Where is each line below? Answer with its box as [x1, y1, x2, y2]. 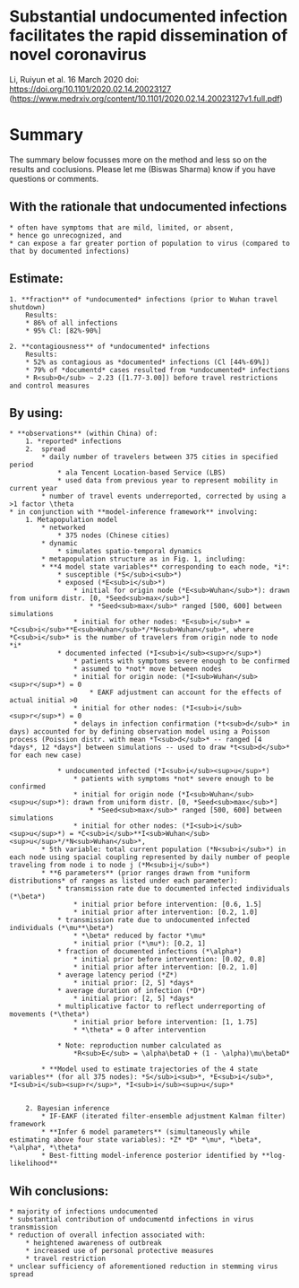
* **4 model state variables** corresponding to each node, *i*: [41, 562, 291, 571]
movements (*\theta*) [9, 1010, 90, 1019]
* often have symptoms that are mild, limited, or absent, [9, 222, 235, 232]
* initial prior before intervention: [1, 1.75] [73, 1018, 258, 1027]
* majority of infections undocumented [9, 1207, 158, 1216]
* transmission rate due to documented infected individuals [56, 884, 291, 893]
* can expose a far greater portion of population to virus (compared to [9, 239, 291, 248]
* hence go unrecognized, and [9, 231, 123, 239]
